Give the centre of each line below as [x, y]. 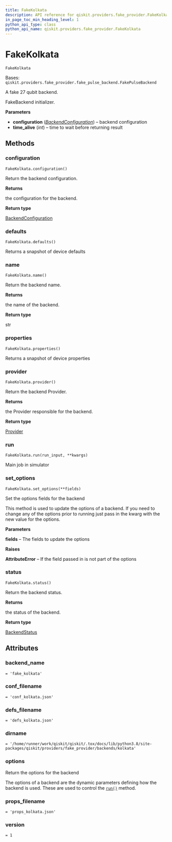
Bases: [12, 78]
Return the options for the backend [42, 772]
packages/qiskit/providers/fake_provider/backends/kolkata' [71, 749]
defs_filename [24, 710]
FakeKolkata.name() [26, 276]
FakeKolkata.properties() [33, 349]
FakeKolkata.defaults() [31, 242]
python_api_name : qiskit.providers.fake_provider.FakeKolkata [73, 29]
